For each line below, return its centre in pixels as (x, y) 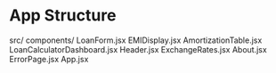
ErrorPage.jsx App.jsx (49, 59)
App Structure (63, 16)
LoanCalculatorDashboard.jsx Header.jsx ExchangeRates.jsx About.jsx (138, 49)
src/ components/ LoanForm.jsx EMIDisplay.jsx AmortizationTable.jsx (136, 40)
